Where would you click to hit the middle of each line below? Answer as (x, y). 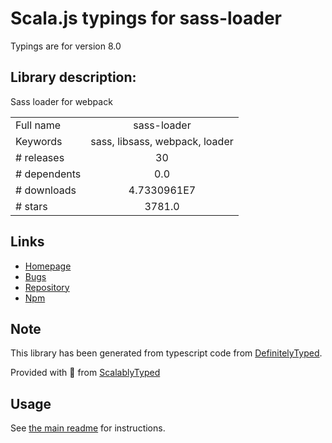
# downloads (46, 190)
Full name (38, 125)
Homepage (48, 266)
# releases (40, 157)
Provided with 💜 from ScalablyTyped (85, 373)
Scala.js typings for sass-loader (146, 18)
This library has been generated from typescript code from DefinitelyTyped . (166, 353)
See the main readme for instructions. (88, 428)
